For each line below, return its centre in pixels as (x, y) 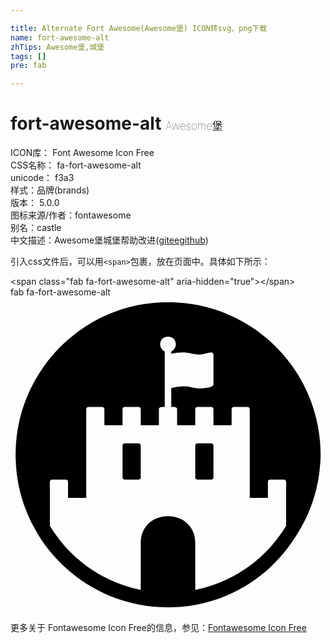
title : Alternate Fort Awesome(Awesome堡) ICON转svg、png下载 (139, 28)
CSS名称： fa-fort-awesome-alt (76, 165)
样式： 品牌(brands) (50, 190)
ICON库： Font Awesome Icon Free (82, 153)
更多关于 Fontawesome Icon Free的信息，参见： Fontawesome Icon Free (158, 628)
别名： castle (36, 228)
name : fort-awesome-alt (60, 37)
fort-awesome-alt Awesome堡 (116, 123)
